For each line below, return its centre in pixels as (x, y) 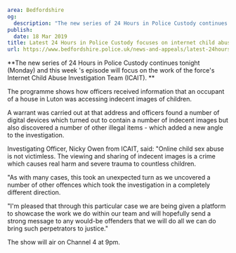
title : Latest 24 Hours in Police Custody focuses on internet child (111, 43)
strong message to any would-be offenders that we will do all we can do (112, 221)
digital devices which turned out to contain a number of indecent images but (118, 121)
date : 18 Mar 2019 (41, 36)
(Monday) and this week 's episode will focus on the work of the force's (111, 70)
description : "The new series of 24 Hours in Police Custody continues (121, 23)
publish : (20, 30)
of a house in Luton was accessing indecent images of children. (99, 99)
